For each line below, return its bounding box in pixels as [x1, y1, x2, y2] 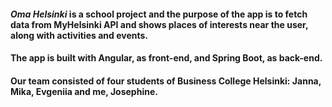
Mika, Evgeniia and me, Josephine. [10, 85, 158, 97]
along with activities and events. [10, 29, 148, 41]
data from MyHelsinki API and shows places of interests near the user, [10, 18, 309, 30]
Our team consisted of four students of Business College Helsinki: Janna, [10, 75, 322, 87]
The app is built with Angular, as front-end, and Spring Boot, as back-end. [10, 52, 323, 64]
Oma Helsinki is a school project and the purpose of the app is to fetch [10, 8, 308, 20]
